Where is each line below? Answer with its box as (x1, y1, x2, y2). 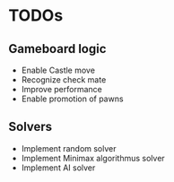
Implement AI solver (21, 162, 96, 173)
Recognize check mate (21, 74, 107, 85)
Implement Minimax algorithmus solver (21, 152, 165, 163)
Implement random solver (21, 143, 117, 153)
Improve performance (21, 84, 102, 94)
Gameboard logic (8, 41, 107, 56)
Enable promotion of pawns (21, 93, 124, 104)
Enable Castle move (21, 65, 96, 75)
